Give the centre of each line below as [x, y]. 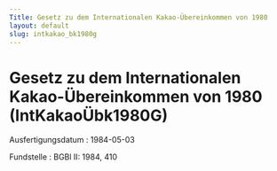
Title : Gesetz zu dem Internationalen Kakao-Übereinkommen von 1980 [138, 17]
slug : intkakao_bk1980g [53, 34]
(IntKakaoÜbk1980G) [89, 115]
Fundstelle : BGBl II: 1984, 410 [63, 157]
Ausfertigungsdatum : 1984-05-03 [72, 140]
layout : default [39, 26]
